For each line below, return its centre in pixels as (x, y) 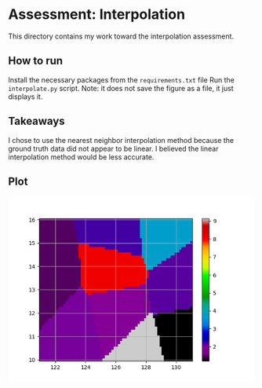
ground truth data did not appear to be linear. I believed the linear (113, 148)
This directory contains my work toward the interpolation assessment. (121, 36)
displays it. (25, 97)
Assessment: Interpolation (97, 15)
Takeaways (36, 121)
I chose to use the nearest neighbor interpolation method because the (121, 140)
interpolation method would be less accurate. (81, 157)
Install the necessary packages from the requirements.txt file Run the (122, 79)
